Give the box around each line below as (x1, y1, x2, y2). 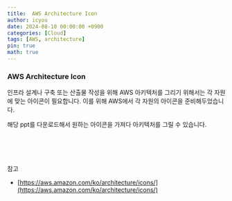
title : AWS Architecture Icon (7, 10, 98, 17)
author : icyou (7, 17, 48, 24)
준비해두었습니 (184, 97, 224, 105)
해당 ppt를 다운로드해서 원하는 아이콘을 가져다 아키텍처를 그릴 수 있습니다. (7, 121, 207, 129)
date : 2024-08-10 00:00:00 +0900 (7, 23, 104, 30)
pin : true (7, 42, 36, 49)
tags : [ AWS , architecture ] (7, 36, 85, 43)
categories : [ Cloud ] (7, 29, 67, 37)
